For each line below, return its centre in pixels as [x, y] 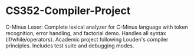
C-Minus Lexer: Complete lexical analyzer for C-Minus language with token [97, 27]
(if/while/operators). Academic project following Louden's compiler [87, 39]
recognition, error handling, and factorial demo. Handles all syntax [86, 33]
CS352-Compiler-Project [68, 11]
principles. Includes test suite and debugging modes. [70, 46]
